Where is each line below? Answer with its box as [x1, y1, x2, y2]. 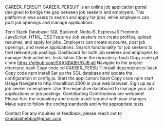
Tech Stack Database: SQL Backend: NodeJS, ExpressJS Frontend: [5, 29, 140, 34]
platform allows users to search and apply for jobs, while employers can [5, 15, 149, 20]
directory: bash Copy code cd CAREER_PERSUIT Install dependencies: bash [5, 65, 158, 71]
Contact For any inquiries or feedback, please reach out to [5, 110, 122, 116]
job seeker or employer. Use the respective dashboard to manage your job [5, 86, 154, 91]
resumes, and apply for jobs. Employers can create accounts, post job [5, 39, 145, 45]
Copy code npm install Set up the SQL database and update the [5, 70, 133, 76]
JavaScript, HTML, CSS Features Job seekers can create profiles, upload [5, 34, 152, 40]
